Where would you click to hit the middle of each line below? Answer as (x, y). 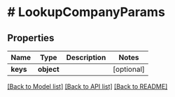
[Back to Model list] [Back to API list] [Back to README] (87, 87)
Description (86, 58)
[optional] (129, 69)
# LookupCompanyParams (86, 12)
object (48, 69)
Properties (31, 38)
